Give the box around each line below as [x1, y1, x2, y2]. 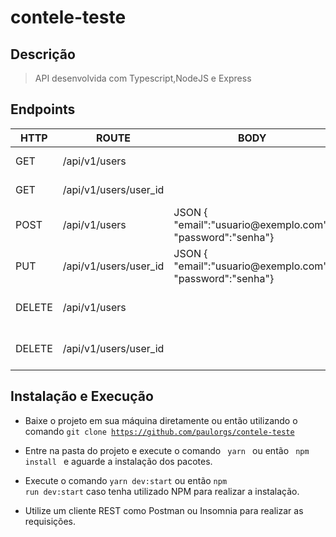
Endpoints [10, 101, 76, 118]
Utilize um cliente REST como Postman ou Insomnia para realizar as [24, 504, 304, 516]
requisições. [24, 515, 76, 527]
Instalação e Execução [10, 388, 154, 405]
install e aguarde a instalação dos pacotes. [24, 455, 213, 467]
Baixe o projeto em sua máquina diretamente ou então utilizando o [24, 414, 298, 426]
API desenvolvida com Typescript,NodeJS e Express [34, 72, 252, 84]
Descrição [10, 46, 76, 63]
